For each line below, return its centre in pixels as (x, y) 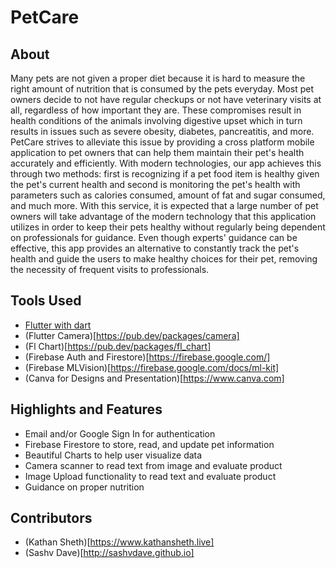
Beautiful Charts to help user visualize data (113, 455)
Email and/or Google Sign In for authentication (120, 433)
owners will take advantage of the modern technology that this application (163, 216)
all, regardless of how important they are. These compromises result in (156, 110)
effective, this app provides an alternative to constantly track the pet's (155, 248)
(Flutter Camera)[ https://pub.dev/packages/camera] (132, 335)
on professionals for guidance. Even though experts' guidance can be (154, 237)
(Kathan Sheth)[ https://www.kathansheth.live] (119, 542)
